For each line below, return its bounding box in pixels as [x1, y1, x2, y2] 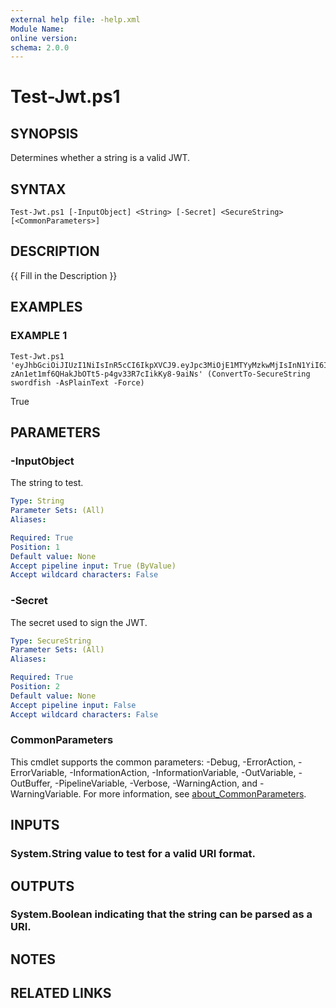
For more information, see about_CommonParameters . [83, 787, 307, 800]
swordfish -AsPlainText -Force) [10, 377, 145, 388]
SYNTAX [10, 181, 67, 198]
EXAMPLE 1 [10, 329, 68, 343]
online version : [10, 33, 78, 43]
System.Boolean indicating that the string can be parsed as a [10, 907, 313, 921]
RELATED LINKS [10, 985, 112, 1002]
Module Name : [10, 24, 65, 34]
